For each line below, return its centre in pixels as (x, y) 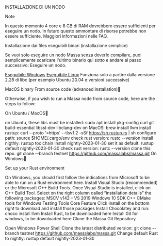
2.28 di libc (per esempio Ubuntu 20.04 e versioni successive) (67, 80)
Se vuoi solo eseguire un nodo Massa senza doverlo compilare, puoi (73, 55)
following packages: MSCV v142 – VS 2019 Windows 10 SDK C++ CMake (78, 198)
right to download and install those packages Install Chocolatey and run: (77, 208)
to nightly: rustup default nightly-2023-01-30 (50, 238)
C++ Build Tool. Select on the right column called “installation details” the (78, 193)
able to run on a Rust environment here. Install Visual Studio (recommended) (81, 182)
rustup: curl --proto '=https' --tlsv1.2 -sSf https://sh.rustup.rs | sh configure (81, 133)
